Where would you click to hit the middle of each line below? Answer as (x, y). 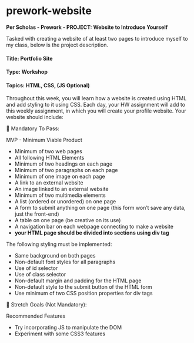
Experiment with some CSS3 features (60, 334)
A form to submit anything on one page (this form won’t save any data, (100, 208)
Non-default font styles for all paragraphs (65, 262)
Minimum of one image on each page (60, 177)
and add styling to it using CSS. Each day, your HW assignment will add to (96, 105)
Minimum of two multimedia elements (60, 195)
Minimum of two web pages (48, 151)
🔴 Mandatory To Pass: (33, 128)
